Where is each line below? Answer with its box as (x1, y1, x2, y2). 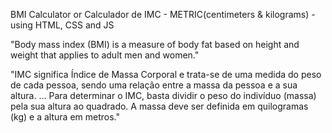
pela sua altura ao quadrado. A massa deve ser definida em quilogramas (10, 100, 309, 112)
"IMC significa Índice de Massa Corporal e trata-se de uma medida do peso (10, 69, 322, 80)
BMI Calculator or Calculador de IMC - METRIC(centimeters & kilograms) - (10, 9, 316, 20)
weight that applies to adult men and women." (10, 49, 200, 61)
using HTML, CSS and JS (10, 19, 115, 31)
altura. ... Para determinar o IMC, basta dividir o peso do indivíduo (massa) (10, 90, 317, 101)
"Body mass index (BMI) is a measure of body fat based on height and (10, 39, 300, 50)
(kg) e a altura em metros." (10, 111, 120, 123)
